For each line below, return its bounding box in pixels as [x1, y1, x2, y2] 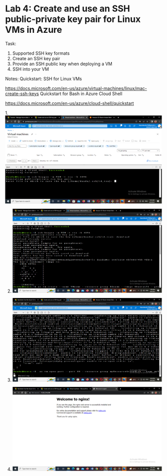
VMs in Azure [5, 24, 62, 35]
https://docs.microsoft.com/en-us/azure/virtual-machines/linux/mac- [5, 85, 148, 91]
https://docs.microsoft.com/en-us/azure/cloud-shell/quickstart [5, 100, 134, 106]
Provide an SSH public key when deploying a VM [12, 61, 113, 67]
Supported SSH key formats [12, 50, 70, 56]
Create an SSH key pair [12, 55, 61, 61]
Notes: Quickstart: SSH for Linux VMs [5, 76, 82, 82]
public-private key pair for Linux [5, 13, 141, 25]
